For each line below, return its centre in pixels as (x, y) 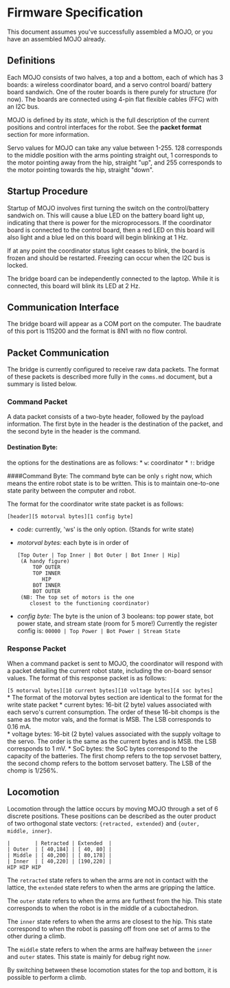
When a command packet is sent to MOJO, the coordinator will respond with (115, 663)
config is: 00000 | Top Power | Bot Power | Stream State (99, 630)
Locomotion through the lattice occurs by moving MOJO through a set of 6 (113, 808)
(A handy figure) (45, 561)
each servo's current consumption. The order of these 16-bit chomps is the (113, 712)
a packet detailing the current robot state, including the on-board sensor (110, 670)
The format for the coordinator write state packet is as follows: (95, 504)
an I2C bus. (23, 106)
